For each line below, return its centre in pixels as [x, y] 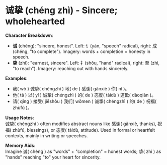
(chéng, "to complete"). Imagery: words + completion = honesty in [81, 51]
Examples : [16, 78]
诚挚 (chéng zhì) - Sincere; [62, 10]
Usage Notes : [20, 118]
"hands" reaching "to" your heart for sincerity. [53, 157]
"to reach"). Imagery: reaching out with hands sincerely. [71, 68]
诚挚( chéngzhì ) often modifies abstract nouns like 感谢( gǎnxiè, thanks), [81, 124]
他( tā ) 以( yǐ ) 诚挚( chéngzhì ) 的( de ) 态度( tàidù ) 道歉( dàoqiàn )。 [84, 95]
